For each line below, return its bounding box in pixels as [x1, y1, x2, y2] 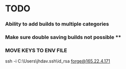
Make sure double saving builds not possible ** [5, 34, 122, 41]
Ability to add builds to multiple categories [5, 21, 109, 28]
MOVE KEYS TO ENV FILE [5, 47, 68, 54]
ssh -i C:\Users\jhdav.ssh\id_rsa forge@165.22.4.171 [5, 58, 110, 64]
